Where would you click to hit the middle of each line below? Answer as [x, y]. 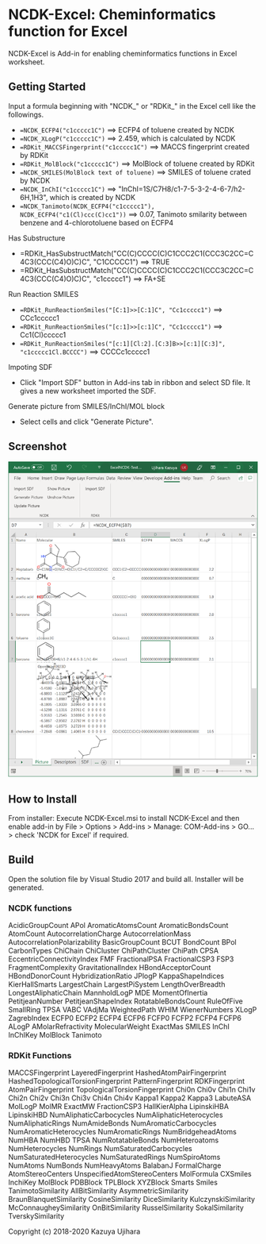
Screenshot [38, 447]
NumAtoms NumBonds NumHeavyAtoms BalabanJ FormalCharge [115, 1165]
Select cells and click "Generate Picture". [87, 422]
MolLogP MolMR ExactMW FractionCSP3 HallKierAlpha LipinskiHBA [119, 1107]
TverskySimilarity [36, 1216]
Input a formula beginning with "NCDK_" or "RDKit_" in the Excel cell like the [132, 106]
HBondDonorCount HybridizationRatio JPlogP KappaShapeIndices [116, 976]
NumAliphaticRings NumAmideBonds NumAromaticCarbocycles [112, 1123]
